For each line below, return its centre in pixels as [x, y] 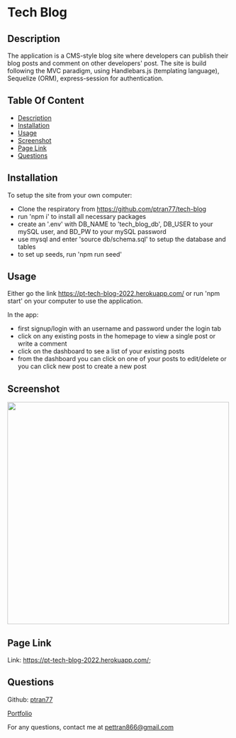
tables [27, 247]
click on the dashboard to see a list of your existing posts [101, 351]
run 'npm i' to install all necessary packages [82, 216]
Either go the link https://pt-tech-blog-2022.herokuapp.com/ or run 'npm [114, 294]
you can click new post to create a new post [82, 366]
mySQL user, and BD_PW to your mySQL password [92, 231]
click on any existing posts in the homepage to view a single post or [117, 336]
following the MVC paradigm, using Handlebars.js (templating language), [113, 71]
